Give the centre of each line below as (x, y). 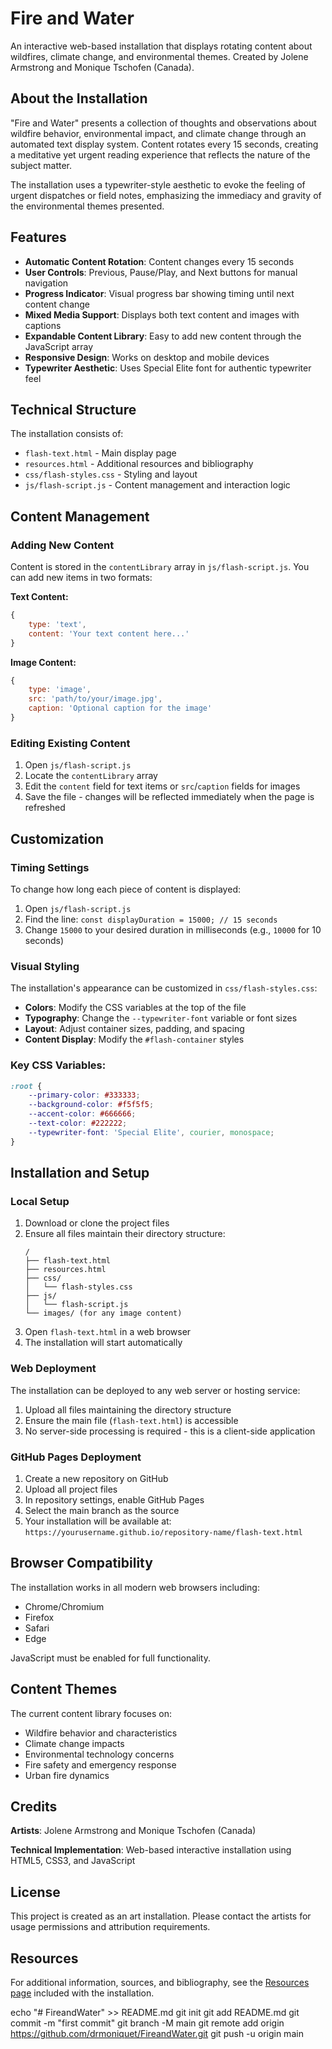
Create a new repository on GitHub (96, 1478)
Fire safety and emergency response (100, 1764)
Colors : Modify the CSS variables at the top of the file (135, 1008)
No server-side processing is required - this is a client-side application (170, 1431)
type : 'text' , (57, 624)
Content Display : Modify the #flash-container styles (134, 1039)
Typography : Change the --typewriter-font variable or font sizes (161, 1018)
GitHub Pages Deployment (76, 1457)
